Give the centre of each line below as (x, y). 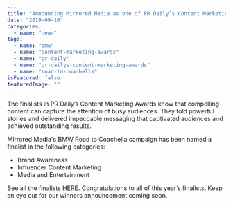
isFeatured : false (34, 78)
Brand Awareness (42, 160)
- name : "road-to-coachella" (55, 71)
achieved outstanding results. (50, 126)
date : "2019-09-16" (35, 20)
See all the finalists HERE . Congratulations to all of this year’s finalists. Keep (115, 188)
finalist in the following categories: (56, 147)
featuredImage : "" (34, 84)
